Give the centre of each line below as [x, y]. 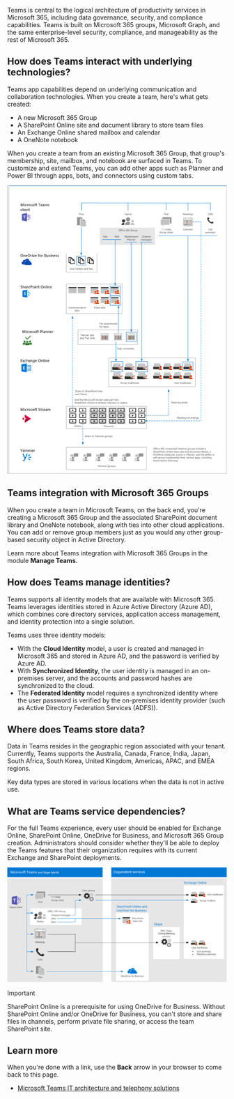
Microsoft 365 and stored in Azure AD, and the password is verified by [118, 656]
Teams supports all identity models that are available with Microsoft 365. [111, 599]
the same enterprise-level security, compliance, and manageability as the [112, 32]
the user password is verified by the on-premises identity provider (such [121, 700]
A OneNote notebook [48, 139]
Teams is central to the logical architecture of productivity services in [107, 10]
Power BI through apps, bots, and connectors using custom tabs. [100, 175]
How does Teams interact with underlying [100, 62]
